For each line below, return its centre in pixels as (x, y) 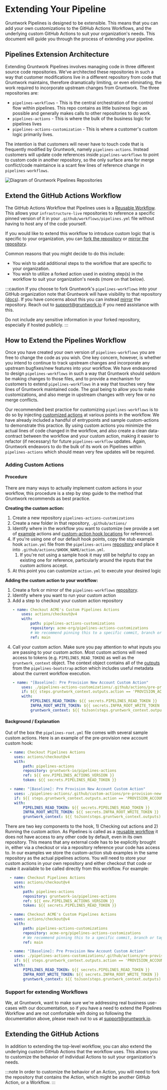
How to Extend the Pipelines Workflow (66, 340)
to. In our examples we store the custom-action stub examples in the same (82, 853)
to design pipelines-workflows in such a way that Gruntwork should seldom (83, 373)
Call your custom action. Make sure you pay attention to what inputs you (86, 647)
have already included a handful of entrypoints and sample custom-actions (82, 420)
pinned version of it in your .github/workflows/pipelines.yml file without (80, 218)
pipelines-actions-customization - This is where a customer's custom (85, 129)
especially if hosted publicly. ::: (37, 325)
